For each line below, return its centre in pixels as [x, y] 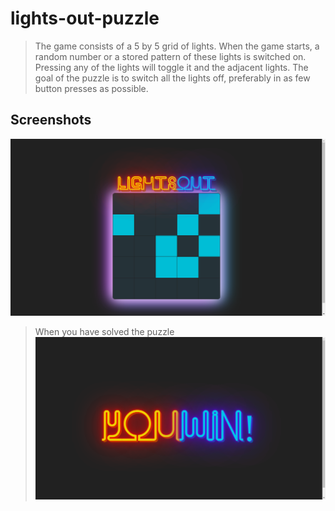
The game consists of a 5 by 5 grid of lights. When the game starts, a [177, 46]
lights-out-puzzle [85, 18]
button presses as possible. [91, 88]
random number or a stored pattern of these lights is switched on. [170, 56]
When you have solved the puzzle [104, 331]
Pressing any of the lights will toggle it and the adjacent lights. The [171, 67]
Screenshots [51, 120]
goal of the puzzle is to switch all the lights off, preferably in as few [172, 78]
